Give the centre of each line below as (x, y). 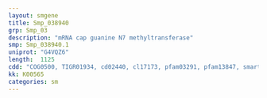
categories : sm (33, 81)
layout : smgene (33, 15)
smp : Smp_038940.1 (39, 45)
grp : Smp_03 (28, 30)
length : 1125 (32, 60)
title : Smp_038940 (39, 23)
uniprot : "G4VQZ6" (39, 52)
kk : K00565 (26, 74)
